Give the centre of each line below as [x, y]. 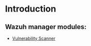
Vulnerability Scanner [34, 38]
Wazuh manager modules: [46, 27]
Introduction [31, 9]
